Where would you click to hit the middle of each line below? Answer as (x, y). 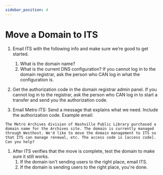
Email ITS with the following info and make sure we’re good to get (80, 49)
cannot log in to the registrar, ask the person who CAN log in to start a (85, 95)
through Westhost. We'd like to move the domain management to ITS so (81, 133)
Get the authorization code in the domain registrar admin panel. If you (85, 89)
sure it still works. (31, 156)
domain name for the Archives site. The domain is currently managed (80, 128)
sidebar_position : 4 (27, 10)
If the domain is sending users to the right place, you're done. (84, 167)
